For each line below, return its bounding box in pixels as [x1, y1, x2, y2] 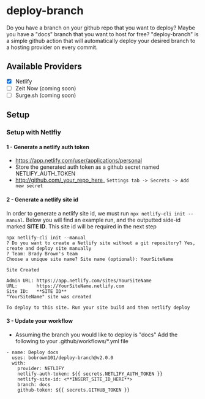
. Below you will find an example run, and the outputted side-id [22, 216, 181, 223]
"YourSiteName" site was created [6, 293, 92, 300]
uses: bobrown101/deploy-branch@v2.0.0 [12, 354, 114, 361]
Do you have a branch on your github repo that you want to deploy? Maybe [6, 24, 196, 31]
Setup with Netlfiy [6, 128, 61, 137]
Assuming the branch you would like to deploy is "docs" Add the [15, 331, 178, 338]
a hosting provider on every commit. [6, 44, 98, 51]
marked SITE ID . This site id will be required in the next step [6, 222, 157, 230]
